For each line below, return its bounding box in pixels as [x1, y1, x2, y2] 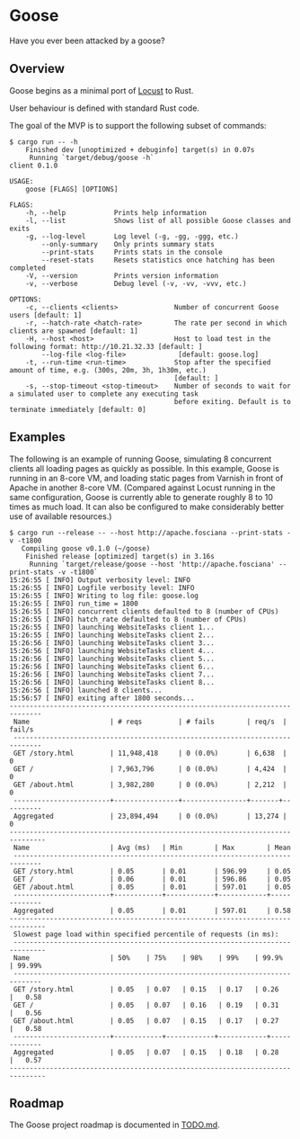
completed [9, 263, 47, 273]
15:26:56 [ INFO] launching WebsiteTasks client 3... [9, 638, 216, 648]
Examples [9, 429, 66, 445]
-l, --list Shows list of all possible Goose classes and [25, 216, 292, 225]
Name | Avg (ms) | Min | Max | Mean [13, 843, 292, 852]
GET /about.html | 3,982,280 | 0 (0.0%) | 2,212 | [13, 780, 287, 789]
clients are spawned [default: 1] [9, 326, 139, 336]
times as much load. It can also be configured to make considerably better [9, 501, 285, 512]
